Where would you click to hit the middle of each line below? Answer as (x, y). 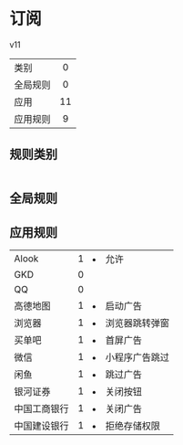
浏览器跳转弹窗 (137, 323)
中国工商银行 (42, 408)
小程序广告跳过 (137, 357)
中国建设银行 (42, 426)
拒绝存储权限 (133, 426)
